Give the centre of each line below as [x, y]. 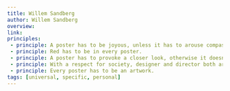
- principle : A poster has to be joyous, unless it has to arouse [107, 45]
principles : [24, 39]
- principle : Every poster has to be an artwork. [82, 70]
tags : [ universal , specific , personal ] [64, 77]
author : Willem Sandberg [42, 20]
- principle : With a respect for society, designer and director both [113, 64]
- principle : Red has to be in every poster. [76, 52]
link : [15, 32]
